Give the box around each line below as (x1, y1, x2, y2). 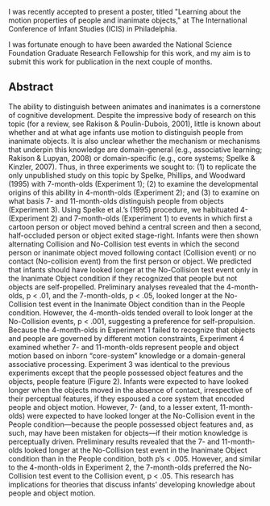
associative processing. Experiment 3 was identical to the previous (8, 359, 231, 369)
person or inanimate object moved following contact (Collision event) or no (8, 247, 256, 257)
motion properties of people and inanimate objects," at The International (8, 15, 247, 25)
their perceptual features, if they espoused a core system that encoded (8, 394, 245, 403)
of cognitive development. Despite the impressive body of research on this (8, 110, 256, 120)
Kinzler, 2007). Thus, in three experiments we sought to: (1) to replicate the (8, 162, 257, 171)
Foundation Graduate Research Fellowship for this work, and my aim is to (8, 48, 251, 57)
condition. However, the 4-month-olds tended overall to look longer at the (8, 307, 254, 318)
